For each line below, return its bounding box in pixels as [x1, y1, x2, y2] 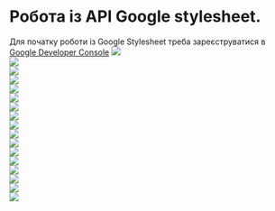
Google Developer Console [9, 47, 110, 58]
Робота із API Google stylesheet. [9, 6, 261, 27]
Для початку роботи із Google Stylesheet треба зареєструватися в [9, 36, 266, 47]
